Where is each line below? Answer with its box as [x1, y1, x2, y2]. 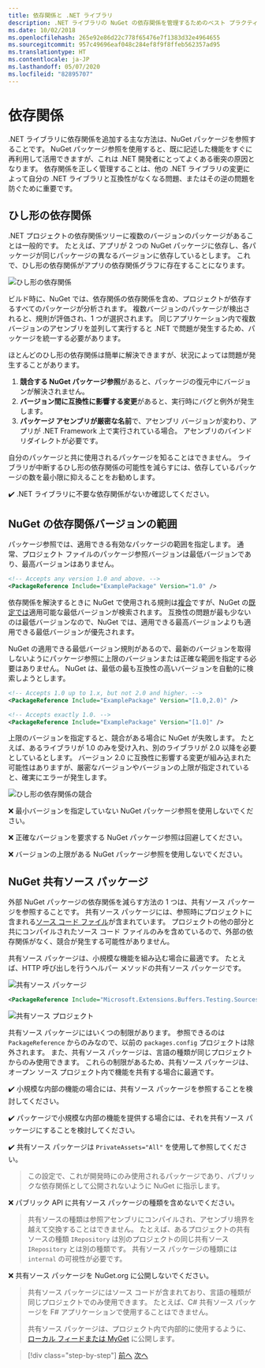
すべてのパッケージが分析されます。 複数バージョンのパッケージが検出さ [14, 304, 251, 314]
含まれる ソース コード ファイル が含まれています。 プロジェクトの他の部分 [8, 917, 248, 926]
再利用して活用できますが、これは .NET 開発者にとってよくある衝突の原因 [8, 154, 248, 163]
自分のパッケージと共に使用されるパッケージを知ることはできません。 [8, 453, 237, 462]
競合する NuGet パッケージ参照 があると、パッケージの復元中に [19, 377, 224, 386]
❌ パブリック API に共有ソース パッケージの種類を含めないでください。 [8, 1198, 239, 1207]
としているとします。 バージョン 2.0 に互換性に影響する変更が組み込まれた [8, 753, 252, 762]
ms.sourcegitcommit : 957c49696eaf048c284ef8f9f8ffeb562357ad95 [8, 41, 221, 49]
